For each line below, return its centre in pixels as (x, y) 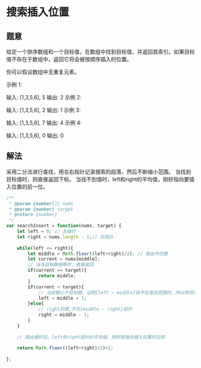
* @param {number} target (41, 209)
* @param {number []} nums (41, 203)
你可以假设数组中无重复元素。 (43, 72)
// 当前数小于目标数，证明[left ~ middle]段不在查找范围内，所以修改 (116, 293)
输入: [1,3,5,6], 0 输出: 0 (35, 136)
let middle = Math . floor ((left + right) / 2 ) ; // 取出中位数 (98, 254)
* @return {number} (33, 215)
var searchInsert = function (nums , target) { (64, 226)
